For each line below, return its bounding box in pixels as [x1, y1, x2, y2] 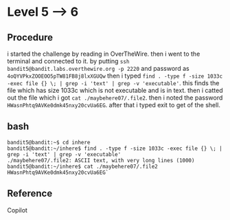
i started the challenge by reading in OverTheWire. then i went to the [7, 49, 200, 58]
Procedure [7, 32, 54, 43]
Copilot [7, 206, 27, 214]
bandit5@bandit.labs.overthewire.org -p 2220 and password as [7, 65, 190, 72]
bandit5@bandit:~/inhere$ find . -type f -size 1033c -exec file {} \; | [7, 145, 223, 152]
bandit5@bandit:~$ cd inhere [7, 139, 91, 146]
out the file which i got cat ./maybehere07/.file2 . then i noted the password [7, 93, 223, 102]
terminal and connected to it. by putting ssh [7, 57, 130, 65]
